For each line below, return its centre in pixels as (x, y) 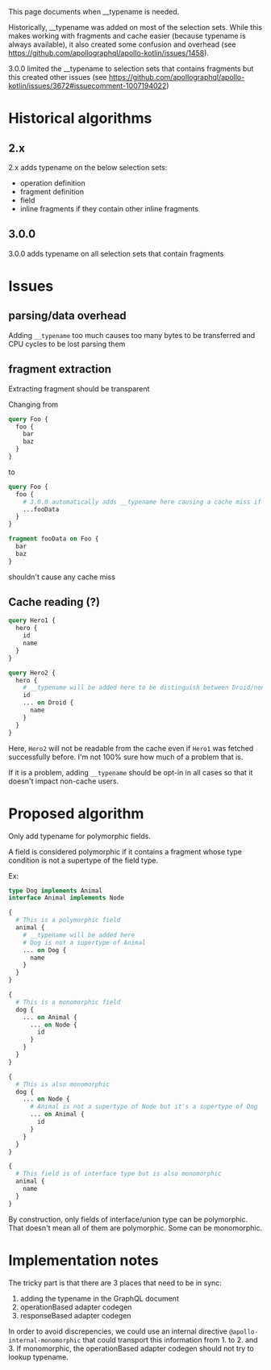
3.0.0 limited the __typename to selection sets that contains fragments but (131, 69)
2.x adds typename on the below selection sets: (88, 167)
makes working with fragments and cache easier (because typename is (127, 36)
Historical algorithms (80, 118)
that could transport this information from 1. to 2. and (170, 1339)
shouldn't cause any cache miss (62, 577)
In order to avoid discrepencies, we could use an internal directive (118, 1331)
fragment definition (52, 192)
